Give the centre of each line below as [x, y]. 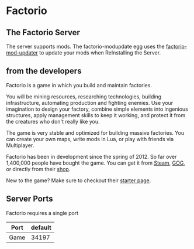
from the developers [44, 71]
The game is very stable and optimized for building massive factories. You [95, 132]
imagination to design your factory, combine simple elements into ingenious [97, 109]
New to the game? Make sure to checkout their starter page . [79, 180]
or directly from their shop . [38, 169]
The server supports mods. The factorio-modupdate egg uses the [85, 46]
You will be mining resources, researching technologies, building [84, 96]
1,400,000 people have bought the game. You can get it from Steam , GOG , [96, 163]
